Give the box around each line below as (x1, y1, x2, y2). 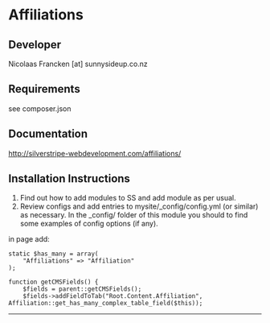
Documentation (8, 127, 88, 141)
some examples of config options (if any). (19, 219, 158, 229)
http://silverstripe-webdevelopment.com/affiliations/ (8, 148, 182, 158)
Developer (8, 38, 62, 52)
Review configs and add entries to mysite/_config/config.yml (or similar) (19, 201, 259, 211)
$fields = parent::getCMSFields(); (22, 285, 142, 293)
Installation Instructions (8, 172, 131, 186)
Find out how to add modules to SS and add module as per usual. (19, 193, 236, 203)
